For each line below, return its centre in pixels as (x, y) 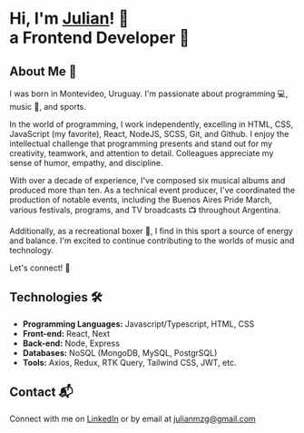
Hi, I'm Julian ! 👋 (69, 19)
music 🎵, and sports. (48, 107)
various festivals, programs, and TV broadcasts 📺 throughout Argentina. (145, 210)
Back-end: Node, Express (71, 343)
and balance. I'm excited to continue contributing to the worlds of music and (152, 241)
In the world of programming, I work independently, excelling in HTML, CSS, (152, 124)
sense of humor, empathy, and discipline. (86, 163)
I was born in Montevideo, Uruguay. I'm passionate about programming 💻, (149, 93)
